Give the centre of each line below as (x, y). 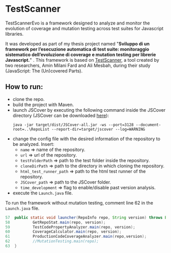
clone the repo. (28, 99)
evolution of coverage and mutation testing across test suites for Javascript (84, 28)
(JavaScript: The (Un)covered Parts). (44, 71)
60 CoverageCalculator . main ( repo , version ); (64, 232)
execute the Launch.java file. (42, 193)
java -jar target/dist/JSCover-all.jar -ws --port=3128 (73, 125)
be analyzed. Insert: (33, 144)
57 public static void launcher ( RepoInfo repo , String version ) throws (84, 217)
